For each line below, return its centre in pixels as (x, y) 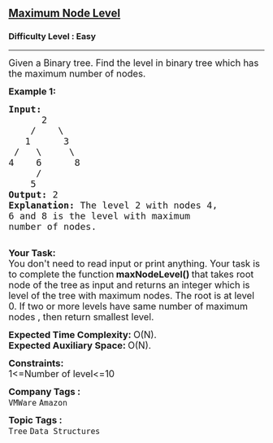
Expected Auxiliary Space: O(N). (80, 345)
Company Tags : (45, 391)
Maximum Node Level (65, 13)
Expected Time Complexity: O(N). (82, 334)
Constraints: (36, 363)
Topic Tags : (35, 420)
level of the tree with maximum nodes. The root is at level (131, 295)
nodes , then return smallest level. (81, 317)
